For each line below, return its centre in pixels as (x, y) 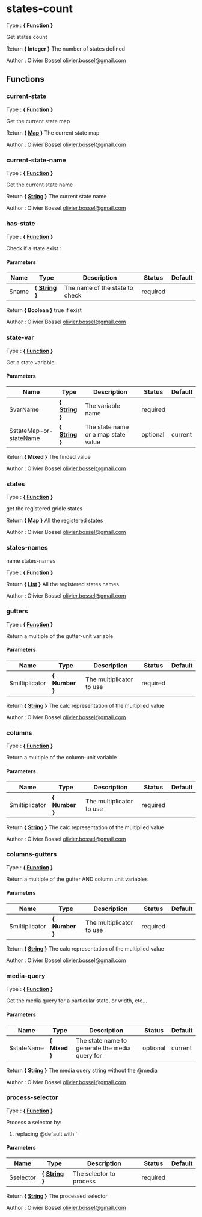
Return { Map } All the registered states (55, 520)
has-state (21, 223)
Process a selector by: (34, 1122)
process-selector (32, 1097)
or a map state (105, 434)
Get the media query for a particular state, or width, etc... (77, 1001)
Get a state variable (30, 362)
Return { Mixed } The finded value (49, 456)
